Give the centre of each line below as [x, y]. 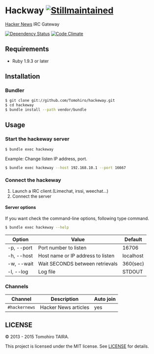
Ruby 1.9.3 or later [30, 61]
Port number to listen [63, 247]
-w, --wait [20, 264]
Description [65, 299]
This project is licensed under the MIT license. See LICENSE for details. [77, 346]
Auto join [105, 299]
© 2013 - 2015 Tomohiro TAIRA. [37, 336]
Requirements [27, 49]
